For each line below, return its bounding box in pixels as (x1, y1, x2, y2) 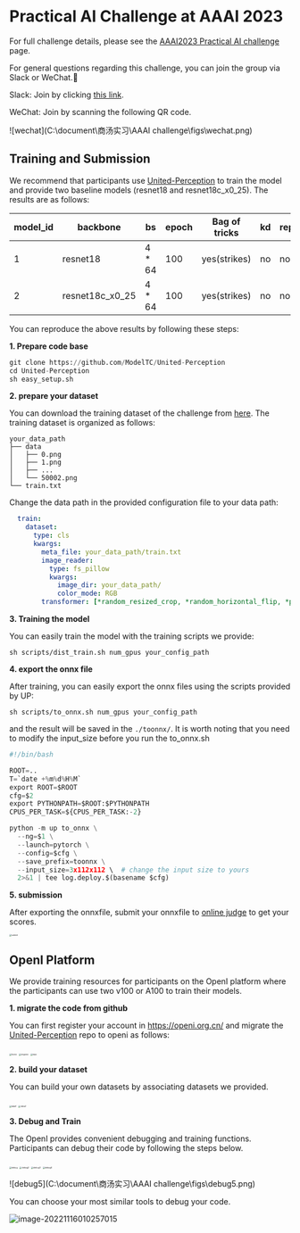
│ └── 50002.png (9, 474, 78, 483)
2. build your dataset (9, 1064, 87, 1075)
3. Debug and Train (9, 1116, 82, 1127)
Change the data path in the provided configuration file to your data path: (9, 497, 279, 508)
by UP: (9, 691, 34, 701)
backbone (77, 220, 121, 233)
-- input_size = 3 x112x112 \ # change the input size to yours (17, 865, 250, 874)
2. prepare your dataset (9, 391, 99, 401)
